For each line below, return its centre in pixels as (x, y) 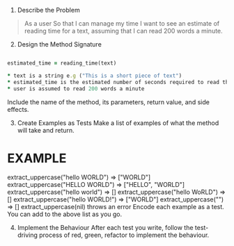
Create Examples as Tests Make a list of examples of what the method (118, 123)
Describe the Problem (48, 10)
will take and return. (46, 130)
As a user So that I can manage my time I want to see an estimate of (122, 23)
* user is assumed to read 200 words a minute (76, 89)
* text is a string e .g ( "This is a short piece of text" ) (95, 76)
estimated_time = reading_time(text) (62, 63)
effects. (18, 109)
